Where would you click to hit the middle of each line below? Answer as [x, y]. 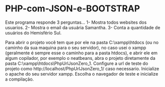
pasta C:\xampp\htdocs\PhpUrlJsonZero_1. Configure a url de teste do [77, 63]
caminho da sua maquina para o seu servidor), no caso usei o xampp [76, 47]
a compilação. [20, 79]
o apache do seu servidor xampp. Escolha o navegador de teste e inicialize [82, 74]
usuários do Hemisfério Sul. [33, 33]
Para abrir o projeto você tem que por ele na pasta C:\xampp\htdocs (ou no [82, 42]
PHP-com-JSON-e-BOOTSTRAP [73, 9]
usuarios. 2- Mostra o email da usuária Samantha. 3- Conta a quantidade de [83, 27]
